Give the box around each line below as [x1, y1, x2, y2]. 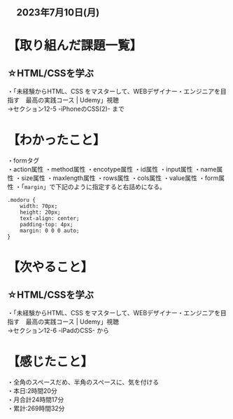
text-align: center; [20, 215, 80, 222]
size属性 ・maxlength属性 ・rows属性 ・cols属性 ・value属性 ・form [20, 174, 219, 182]
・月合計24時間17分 [7, 395, 64, 404]
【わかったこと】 [7, 132, 106, 148]
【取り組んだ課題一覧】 [7, 37, 143, 53]
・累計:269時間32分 [7, 404, 65, 413]
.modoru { [7, 197, 36, 204]
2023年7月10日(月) [16, 6, 100, 19]
